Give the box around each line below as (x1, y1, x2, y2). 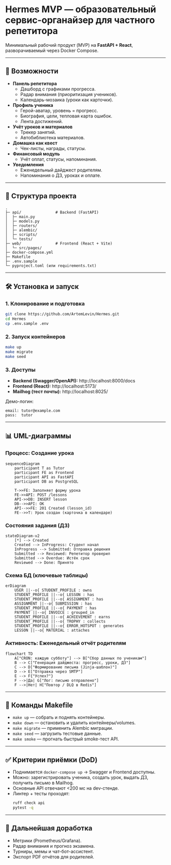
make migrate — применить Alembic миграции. (12, 725, 113, 731)
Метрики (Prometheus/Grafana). (12, 838, 82, 844)
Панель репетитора (12, 80, 57, 86)
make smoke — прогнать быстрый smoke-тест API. (12, 736, 120, 742)
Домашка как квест (12, 140, 58, 146)
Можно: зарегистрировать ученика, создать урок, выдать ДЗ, (12, 774, 149, 781)
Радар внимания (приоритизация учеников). (20, 91, 118, 97)
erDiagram (5, 583, 26, 588)
